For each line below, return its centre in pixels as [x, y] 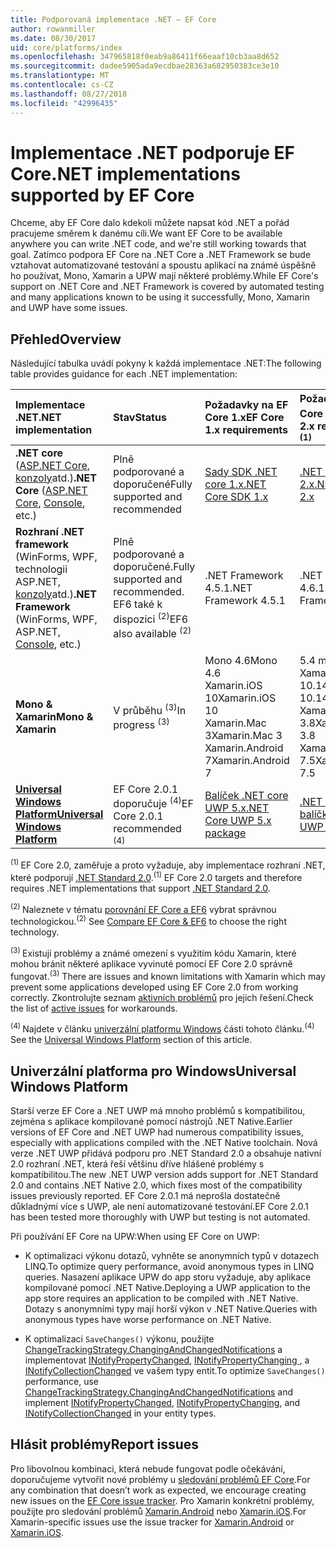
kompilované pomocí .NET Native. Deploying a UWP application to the [167, 1287]
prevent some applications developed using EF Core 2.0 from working [154, 987]
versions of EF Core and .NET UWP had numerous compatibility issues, [157, 1132]
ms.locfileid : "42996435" [64, 103]
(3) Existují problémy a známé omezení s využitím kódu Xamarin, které [153, 952]
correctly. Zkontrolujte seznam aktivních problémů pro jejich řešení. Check [162, 997]
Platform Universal [59, 814]
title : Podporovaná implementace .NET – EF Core [113, 19]
